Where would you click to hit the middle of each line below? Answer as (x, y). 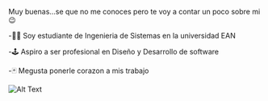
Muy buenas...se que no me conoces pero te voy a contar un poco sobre (130, 12)
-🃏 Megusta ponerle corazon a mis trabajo (79, 71)
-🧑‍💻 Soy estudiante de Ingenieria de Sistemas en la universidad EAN (122, 36)
